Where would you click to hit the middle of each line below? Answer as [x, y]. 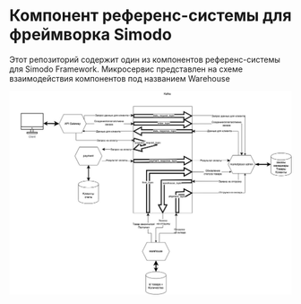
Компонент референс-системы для [150, 16]
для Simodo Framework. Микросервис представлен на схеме [126, 69]
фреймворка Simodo [90, 35]
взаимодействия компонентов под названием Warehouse [120, 78]
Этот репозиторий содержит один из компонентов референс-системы [145, 59]
